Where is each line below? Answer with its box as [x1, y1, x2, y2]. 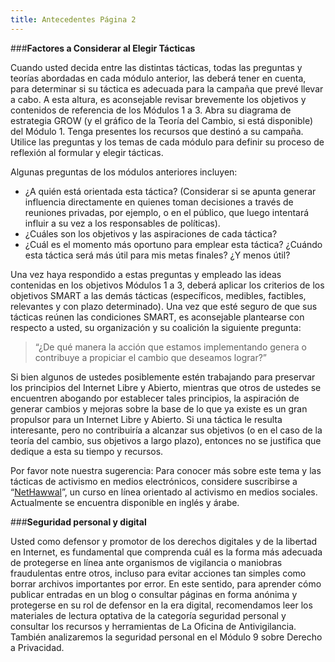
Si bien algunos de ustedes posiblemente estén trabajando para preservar [10, 371, 316, 383]
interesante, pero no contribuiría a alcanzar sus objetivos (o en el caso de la [10, 424, 323, 436]
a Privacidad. [10, 641, 65, 653]
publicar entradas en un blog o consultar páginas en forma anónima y [10, 588, 298, 600]
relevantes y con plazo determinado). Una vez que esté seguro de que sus [10, 300, 318, 312]
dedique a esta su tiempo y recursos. [10, 445, 164, 457]
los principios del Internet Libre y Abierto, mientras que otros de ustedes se [10, 381, 322, 393]
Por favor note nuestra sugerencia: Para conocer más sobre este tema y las [10, 464, 322, 476]
